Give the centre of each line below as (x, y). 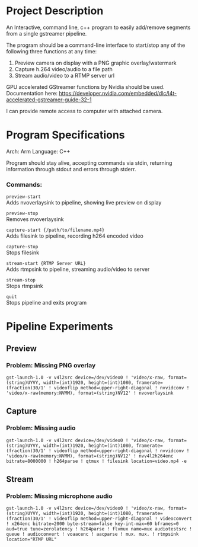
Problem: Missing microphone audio (59, 496)
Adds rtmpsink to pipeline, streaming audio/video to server (78, 269)
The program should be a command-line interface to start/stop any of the (96, 45)
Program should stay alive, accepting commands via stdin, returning (89, 163)
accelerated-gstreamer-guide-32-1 (49, 100)
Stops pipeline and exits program (47, 303)
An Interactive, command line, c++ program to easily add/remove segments (98, 27)
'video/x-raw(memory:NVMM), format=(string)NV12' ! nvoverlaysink (90, 393)
